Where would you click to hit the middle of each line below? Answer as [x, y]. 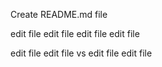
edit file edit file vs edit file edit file [81, 53]
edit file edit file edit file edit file [75, 33]
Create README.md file [59, 14]
